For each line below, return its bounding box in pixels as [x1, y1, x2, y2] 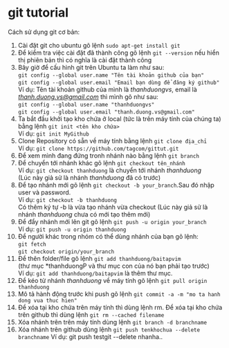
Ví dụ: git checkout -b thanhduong [17, 195, 117, 203]
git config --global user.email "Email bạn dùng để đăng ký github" [17, 79, 220, 86]
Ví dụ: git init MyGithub [17, 129, 89, 138]
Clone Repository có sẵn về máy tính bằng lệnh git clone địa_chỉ [17, 136, 207, 145]
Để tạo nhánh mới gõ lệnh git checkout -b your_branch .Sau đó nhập [17, 181, 215, 189]
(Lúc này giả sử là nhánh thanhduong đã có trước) [17, 173, 161, 181]
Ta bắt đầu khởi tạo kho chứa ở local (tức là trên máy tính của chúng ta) [17, 114, 221, 122]
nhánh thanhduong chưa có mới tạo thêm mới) [17, 210, 151, 219]
